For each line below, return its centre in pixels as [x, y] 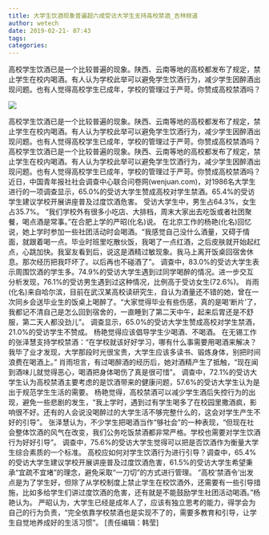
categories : [28, 46]
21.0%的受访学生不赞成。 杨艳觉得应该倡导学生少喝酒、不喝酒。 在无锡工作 [133, 332]
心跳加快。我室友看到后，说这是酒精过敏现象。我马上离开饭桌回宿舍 [134, 252]
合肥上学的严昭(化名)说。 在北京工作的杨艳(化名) [158, 222]
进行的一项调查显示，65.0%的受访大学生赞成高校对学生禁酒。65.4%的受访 [132, 192]
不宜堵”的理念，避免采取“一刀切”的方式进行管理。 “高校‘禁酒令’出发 [143, 472]
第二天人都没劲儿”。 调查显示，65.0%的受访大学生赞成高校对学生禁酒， [141, 322]
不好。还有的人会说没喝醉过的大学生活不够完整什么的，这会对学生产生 [138, 412]
